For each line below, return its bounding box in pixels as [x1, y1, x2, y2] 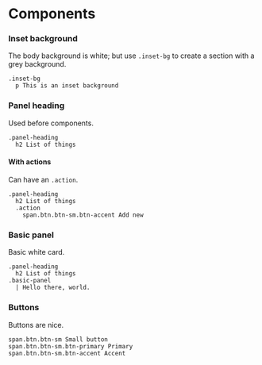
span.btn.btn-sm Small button [8, 335, 109, 344]
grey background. [8, 60, 67, 69]
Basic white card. [8, 248, 65, 257]
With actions [8, 157, 52, 167]
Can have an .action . [8, 175, 79, 184]
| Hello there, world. [15, 283, 91, 292]
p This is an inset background [15, 82, 119, 90]
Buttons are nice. [8, 320, 64, 329]
